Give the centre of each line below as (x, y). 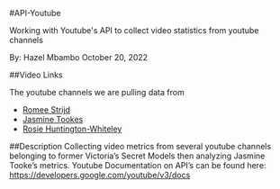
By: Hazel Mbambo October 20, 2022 (79, 57)
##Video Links (36, 75)
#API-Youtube (35, 13)
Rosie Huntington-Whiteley (72, 129)
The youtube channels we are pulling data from (97, 92)
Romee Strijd (46, 110)
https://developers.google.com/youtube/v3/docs (100, 175)
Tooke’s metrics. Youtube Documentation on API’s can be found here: (138, 165)
